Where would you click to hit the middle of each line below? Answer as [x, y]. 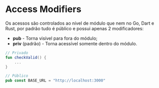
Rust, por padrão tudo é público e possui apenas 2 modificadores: [74, 28]
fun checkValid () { [26, 57]
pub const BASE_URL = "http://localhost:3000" [55, 81]
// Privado [17, 53]
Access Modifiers [43, 9]
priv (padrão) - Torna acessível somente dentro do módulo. [75, 43]
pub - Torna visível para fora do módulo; [55, 38]
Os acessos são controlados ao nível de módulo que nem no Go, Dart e [80, 23]
